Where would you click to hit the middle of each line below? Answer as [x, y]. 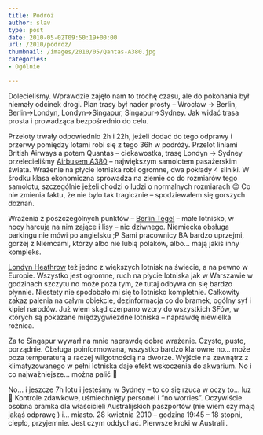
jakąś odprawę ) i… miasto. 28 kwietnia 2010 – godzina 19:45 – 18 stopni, [126, 415]
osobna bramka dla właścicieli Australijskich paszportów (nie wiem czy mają [131, 406]
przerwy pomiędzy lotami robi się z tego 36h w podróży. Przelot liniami [123, 144]
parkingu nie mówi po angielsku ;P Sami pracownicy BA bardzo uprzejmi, [126, 235]
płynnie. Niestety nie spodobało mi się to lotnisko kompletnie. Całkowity [124, 292]
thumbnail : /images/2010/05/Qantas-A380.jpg [82, 52]
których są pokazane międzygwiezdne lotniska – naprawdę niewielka [120, 317]
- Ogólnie [24, 67]
